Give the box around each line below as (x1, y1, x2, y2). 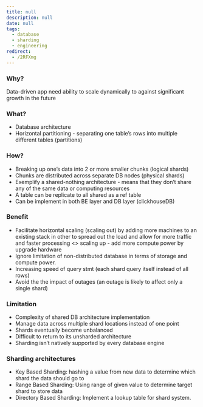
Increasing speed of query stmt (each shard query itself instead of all (15, 265, 188, 272)
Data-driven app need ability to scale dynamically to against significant (6, 87, 184, 95)
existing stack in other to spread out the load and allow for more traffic (15, 233, 192, 240)
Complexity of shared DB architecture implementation (15, 313, 150, 321)
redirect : (6, 49, 32, 55)
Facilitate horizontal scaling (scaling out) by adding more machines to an (15, 226, 198, 234)
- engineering (12, 43, 47, 49)
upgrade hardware (15, 245, 62, 253)
